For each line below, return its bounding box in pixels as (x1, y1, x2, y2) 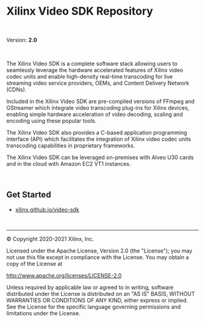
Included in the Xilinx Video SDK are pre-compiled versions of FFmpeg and (6, 98, 195, 105)
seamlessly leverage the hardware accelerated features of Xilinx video (6, 66, 184, 74)
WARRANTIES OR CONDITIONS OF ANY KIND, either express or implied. (6, 296, 188, 304)
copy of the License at (6, 260, 63, 267)
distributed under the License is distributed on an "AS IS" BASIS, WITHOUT (6, 290, 195, 297)
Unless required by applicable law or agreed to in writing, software (6, 284, 174, 291)
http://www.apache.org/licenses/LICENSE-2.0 (6, 271, 122, 279)
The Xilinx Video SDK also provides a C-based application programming (6, 129, 187, 136)
